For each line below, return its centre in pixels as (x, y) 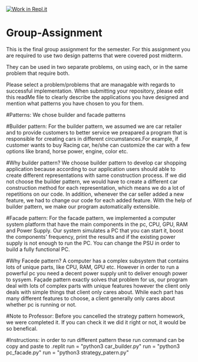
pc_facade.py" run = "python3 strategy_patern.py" (67, 352)
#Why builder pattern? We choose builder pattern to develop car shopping (96, 163)
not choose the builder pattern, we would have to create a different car (92, 181)
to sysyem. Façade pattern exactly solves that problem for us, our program (97, 279)
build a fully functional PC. (38, 249)
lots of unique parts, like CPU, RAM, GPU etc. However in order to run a (93, 267)
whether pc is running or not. (41, 304)
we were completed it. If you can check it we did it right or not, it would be (96, 322)
